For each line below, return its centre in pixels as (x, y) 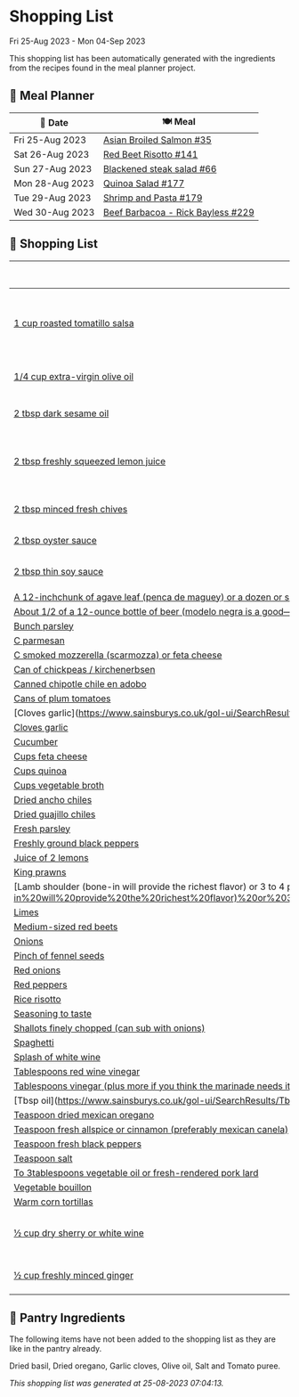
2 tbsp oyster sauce (56, 540)
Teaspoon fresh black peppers (78, 1144)
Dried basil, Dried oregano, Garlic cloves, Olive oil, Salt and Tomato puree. (145, 1366)
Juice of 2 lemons (51, 857)
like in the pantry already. (56, 1349)
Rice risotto (37, 999)
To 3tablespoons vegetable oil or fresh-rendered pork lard (136, 1172)
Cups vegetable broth (59, 785)
